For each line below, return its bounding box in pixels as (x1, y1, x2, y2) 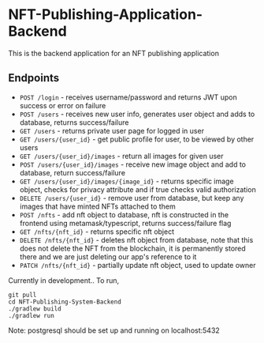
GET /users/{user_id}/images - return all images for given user (19, 151, 224, 160)
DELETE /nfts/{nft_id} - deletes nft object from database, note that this (19, 235, 254, 244)
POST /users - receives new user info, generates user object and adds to (19, 109, 255, 119)
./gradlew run (8, 311, 55, 319)
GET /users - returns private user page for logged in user (19, 126, 205, 135)
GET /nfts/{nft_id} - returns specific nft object (19, 227, 175, 236)
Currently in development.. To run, (8, 275, 120, 285)
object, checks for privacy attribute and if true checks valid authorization (19, 184, 256, 194)
